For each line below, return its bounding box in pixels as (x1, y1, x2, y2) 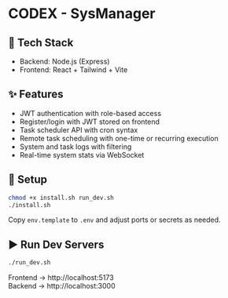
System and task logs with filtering (19, 142, 132, 151)
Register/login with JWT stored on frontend (19, 117, 160, 126)
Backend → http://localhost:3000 (8, 282, 116, 291)
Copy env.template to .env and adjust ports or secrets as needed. (8, 215, 222, 224)
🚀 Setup (8, 173, 48, 187)
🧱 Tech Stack (8, 36, 74, 49)
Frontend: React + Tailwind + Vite (19, 65, 128, 74)
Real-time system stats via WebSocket (19, 150, 145, 159)
